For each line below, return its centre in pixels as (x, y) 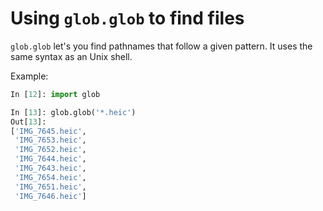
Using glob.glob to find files (127, 18)
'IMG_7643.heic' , (50, 168)
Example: (29, 76)
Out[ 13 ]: (28, 122)
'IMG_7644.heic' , (50, 159)
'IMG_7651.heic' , (50, 187)
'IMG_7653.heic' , (50, 140)
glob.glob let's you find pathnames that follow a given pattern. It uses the (161, 46)
